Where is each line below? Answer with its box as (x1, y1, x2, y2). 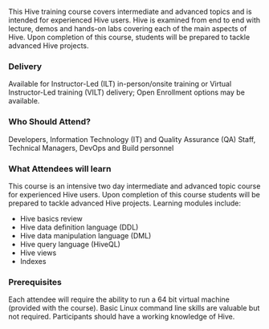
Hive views (19, 248, 57, 258)
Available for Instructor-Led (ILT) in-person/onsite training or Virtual (8, 79, 232, 89)
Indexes (19, 256, 47, 266)
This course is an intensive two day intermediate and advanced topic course (8, 181, 261, 191)
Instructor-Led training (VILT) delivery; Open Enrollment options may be (8, 87, 245, 97)
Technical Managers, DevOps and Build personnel (8, 143, 174, 152)
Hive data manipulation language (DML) (19, 230, 152, 240)
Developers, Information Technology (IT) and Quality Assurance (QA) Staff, (8, 134, 256, 144)
